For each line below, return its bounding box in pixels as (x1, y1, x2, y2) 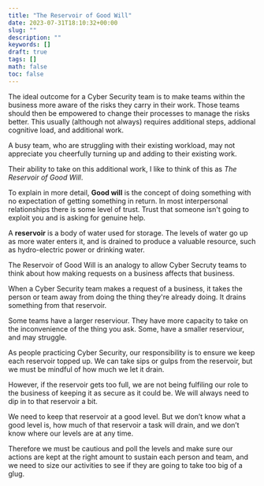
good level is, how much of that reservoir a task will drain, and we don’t (8, 420, 240, 429)
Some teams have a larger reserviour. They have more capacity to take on (8, 316, 248, 325)
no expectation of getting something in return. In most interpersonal (8, 196, 229, 206)
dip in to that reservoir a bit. (8, 396, 99, 406)
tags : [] (8, 56, 37, 64)
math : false (8, 63, 47, 71)
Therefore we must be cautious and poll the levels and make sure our (8, 443, 233, 453)
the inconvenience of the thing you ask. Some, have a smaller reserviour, (8, 324, 245, 333)
